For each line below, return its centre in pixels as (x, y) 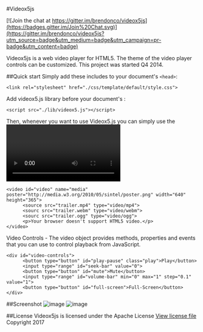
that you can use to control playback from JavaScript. (74, 244)
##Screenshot (24, 304)
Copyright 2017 (25, 322)
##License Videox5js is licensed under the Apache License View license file (101, 316)
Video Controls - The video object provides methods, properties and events (101, 238)
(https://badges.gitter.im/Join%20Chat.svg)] (62, 27)
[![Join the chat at (29, 20)
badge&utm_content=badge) (42, 46)
